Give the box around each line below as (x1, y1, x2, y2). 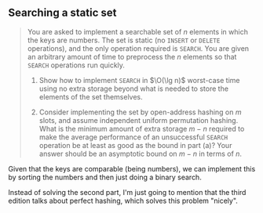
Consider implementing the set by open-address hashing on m (38, 107, 242, 117)
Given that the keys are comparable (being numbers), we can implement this (8, 164, 256, 173)
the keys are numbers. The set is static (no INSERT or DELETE (27, 35, 221, 45)
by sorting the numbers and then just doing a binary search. (8, 172, 202, 182)
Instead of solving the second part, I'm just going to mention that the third (8, 187, 247, 197)
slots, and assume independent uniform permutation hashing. (38, 115, 239, 125)
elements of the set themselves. (38, 92, 143, 101)
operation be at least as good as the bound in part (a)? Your (38, 140, 232, 150)
